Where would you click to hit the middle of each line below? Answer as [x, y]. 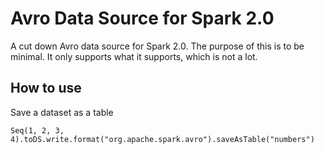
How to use [46, 88]
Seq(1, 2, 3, [37, 130]
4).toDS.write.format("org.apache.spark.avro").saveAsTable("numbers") [162, 139]
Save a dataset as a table [62, 112]
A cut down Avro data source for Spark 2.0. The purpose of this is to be [157, 46]
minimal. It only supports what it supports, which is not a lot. [134, 56]
